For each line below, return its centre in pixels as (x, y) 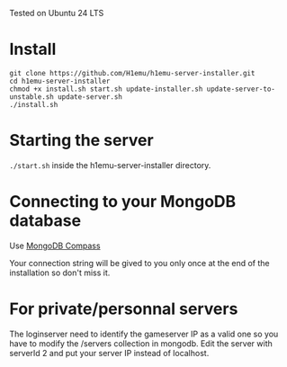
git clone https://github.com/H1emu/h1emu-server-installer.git (132, 73)
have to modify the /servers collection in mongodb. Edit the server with (141, 343)
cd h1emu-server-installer (60, 81)
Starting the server (82, 141)
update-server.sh (90, 97)
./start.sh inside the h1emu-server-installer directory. (110, 165)
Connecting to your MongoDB (123, 202)
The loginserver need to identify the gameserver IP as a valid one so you (144, 334)
